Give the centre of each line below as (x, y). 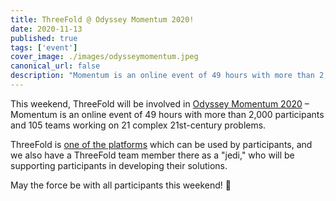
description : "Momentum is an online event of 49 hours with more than (162, 76)
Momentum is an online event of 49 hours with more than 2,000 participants (167, 114)
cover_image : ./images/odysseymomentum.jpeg (104, 57)
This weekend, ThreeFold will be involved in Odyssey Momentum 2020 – (160, 103)
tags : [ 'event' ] (44, 47)
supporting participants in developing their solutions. (119, 165)
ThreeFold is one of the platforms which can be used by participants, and (161, 144)
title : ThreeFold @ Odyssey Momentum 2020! (102, 19)
